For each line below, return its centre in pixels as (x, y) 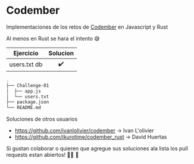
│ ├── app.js (24, 91)
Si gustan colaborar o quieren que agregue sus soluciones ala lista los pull (97, 148)
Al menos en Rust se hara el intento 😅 (53, 38)
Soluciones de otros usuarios (42, 119)
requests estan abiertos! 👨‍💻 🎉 (43, 155)
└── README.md (24, 108)
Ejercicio (26, 53)
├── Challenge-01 (28, 85)
